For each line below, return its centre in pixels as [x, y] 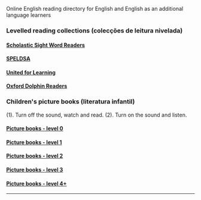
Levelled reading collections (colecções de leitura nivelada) [95, 31]
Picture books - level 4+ [36, 183]
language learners [29, 15]
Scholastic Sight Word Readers [46, 45]
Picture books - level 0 [35, 129]
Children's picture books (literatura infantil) [71, 102]
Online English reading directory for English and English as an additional [95, 9]
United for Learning [31, 72]
